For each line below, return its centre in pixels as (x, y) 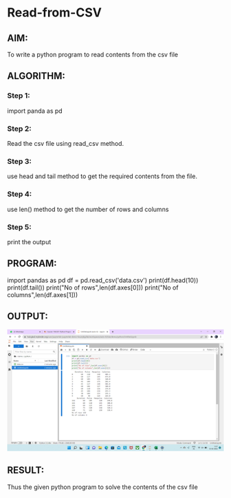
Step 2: (20, 129)
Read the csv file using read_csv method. (66, 143)
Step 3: (20, 161)
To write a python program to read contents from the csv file (93, 54)
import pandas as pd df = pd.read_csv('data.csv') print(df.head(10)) (103, 280)
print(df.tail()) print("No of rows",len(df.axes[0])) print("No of (93, 288)
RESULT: (26, 470)
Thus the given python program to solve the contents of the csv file (102, 487)
